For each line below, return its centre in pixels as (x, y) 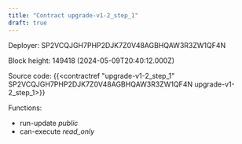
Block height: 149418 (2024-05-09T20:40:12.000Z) (92, 61)
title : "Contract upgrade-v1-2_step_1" (73, 15)
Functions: (25, 108)
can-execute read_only (57, 131)
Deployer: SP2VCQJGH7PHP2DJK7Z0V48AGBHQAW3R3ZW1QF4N (117, 45)
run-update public (49, 123)
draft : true (27, 23)
